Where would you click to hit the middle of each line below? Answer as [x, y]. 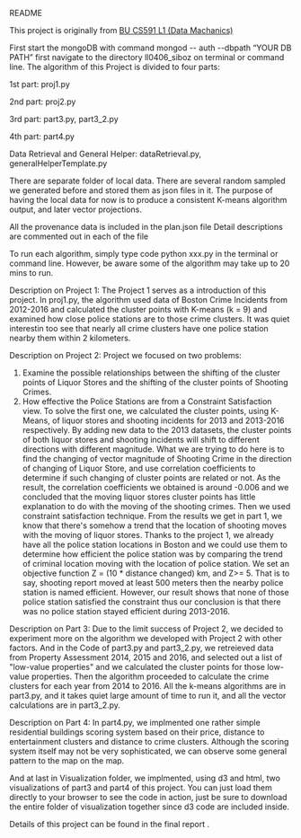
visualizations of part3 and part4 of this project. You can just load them [141, 788]
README [26, 13]
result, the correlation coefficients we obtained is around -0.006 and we [155, 487]
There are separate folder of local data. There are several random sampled [147, 181]
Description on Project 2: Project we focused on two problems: [126, 355]
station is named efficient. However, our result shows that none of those [155, 592]
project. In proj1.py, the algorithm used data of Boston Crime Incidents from [148, 300]
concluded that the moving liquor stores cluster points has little [139, 497]
